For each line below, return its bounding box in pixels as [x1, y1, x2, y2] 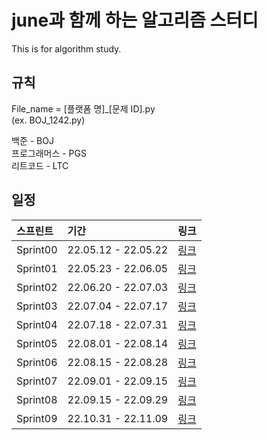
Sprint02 [16, 280, 58, 294]
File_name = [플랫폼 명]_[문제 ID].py [11, 102, 156, 115]
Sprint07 [16, 374, 58, 388]
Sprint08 [16, 392, 58, 406]
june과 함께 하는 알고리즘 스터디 [11, 9, 259, 32]
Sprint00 [16, 242, 58, 256]
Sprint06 [16, 355, 58, 369]
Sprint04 [16, 317, 58, 331]
